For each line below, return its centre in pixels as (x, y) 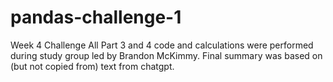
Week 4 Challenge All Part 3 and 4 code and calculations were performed (162, 45)
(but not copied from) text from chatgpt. (92, 66)
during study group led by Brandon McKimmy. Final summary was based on (166, 55)
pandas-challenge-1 (96, 17)
